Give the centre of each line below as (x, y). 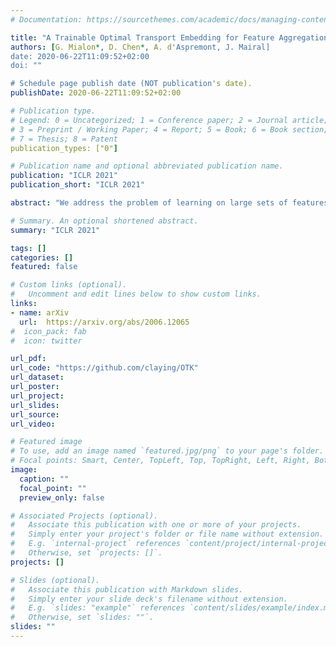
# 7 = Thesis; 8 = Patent (64, 139)
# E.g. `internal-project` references (96, 544)
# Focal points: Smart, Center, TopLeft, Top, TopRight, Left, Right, (160, 461)
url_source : (35, 414)
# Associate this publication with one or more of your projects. (156, 525)
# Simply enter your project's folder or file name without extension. (167, 534)
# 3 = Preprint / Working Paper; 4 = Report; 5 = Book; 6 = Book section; (169, 129)
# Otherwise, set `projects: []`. (86, 553)
